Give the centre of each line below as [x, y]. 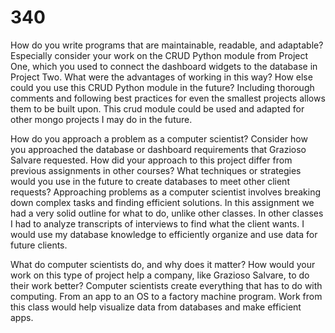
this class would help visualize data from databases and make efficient [156, 307]
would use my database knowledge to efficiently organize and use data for [164, 234]
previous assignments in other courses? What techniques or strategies [156, 170]
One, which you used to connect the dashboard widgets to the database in [164, 66]
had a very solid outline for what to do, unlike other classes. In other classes [167, 213]
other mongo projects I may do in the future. [101, 119]
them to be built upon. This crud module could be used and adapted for [157, 108]
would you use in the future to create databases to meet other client [150, 181]
